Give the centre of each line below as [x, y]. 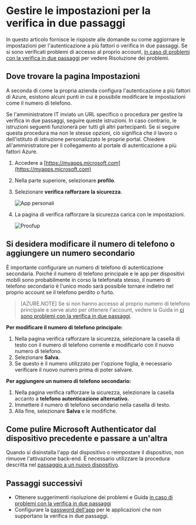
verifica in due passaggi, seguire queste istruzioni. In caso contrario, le [92, 120]
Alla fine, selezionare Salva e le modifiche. [66, 411]
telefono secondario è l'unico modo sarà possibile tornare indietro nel [90, 286]
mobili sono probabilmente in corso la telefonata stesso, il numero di [88, 279]
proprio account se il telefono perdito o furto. [60, 292]
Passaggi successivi [44, 483]
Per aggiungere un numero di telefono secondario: [69, 381]
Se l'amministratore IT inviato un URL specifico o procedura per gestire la [94, 114]
